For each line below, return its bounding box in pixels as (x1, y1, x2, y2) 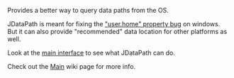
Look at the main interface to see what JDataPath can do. (7, 49, 175, 57)
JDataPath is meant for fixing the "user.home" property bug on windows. (7, 20, 221, 28)
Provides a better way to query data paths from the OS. (7, 6, 169, 14)
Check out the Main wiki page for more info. (7, 62, 136, 70)
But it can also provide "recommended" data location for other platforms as (7, 28, 228, 35)
